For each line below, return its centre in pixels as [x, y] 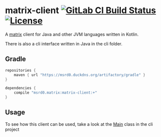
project [12, 129]
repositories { [21, 70]
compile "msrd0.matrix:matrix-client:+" [56, 93]
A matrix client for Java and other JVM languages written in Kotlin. [72, 34]
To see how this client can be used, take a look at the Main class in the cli [79, 124]
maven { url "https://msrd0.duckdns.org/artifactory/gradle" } [80, 75]
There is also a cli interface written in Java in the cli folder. [64, 43]
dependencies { [21, 88]
